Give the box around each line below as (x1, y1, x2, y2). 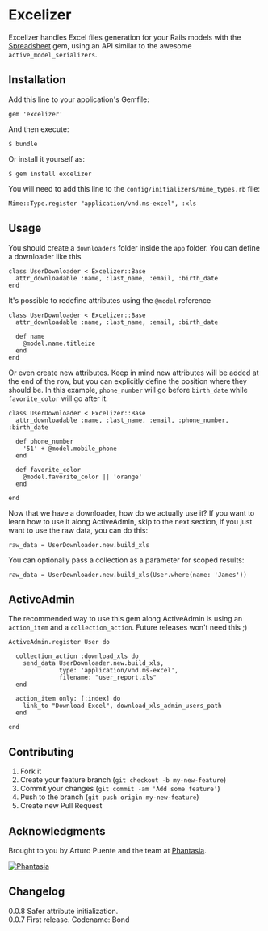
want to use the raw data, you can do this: (8, 525, 149, 535)
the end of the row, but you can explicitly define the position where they (8, 376, 248, 385)
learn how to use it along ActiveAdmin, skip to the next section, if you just (8, 516, 253, 526)
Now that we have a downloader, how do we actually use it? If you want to (8, 508, 255, 518)
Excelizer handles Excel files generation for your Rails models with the (8, 32, 241, 42)
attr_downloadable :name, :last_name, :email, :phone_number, (15, 416, 229, 424)
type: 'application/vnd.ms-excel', (59, 667, 179, 675)
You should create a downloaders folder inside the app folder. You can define (8, 242, 261, 252)
